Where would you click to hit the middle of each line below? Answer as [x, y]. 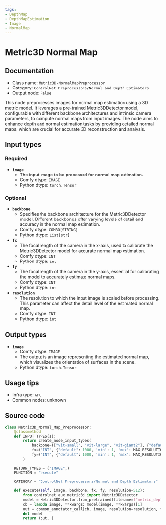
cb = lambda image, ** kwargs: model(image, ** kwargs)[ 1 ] [83, 504]
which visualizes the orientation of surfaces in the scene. [78, 362]
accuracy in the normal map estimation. [60, 224]
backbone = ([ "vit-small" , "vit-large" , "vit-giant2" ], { [90, 445]
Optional [16, 198]
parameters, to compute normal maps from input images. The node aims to [82, 119]
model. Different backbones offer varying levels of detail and [81, 219]
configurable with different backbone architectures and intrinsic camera [78, 113]
